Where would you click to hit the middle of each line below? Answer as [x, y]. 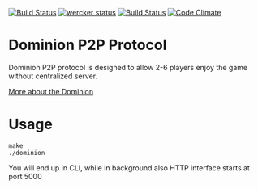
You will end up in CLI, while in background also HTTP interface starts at [129, 168]
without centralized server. [53, 76]
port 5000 [25, 176]
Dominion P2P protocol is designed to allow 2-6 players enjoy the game [128, 67]
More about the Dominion [51, 91]
